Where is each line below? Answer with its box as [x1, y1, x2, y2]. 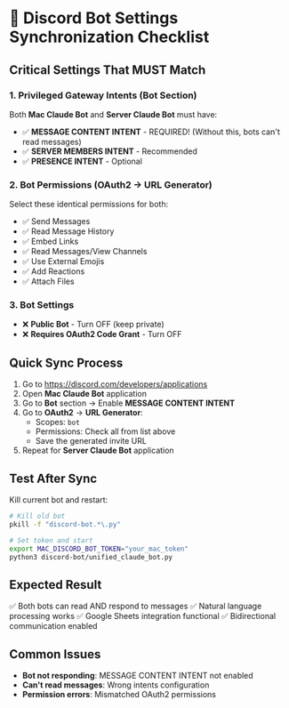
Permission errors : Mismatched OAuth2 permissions [21, 689, 216, 700]
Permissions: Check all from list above [35, 426, 176, 437]
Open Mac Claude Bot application [21, 389, 147, 399]
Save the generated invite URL [35, 436, 147, 447]
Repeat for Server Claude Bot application [21, 445, 175, 456]
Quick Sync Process [9, 355, 124, 370]
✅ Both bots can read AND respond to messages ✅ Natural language [9, 600, 262, 612]
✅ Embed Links [21, 236, 79, 247]
